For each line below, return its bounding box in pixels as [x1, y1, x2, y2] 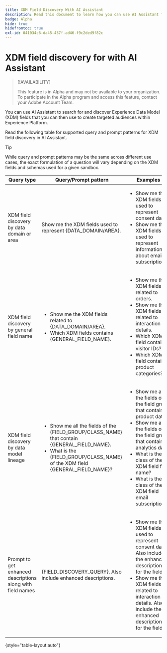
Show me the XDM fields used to [41, 220, 118, 227]
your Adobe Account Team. [17, 99, 74, 105]
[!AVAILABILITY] [17, 79, 51, 85]
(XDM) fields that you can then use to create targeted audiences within [5, 114, 151, 120]
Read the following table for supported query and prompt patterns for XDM [5, 129, 159, 135]
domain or [7, 230, 31, 237]
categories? [135, 370, 163, 377]
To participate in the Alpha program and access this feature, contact [17, 94, 158, 100]
